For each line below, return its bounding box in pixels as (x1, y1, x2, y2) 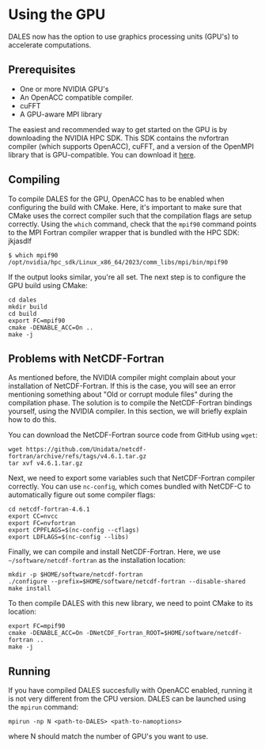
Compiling (8, 173, 61, 187)
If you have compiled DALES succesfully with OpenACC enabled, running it (8, 686, 253, 695)
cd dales (8, 295, 37, 304)
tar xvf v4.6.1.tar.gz (8, 459, 83, 468)
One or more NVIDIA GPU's (19, 84, 109, 93)
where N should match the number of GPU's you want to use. (8, 732, 209, 741)
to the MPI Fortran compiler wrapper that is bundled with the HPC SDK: (8, 227, 240, 237)
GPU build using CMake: (8, 280, 89, 290)
